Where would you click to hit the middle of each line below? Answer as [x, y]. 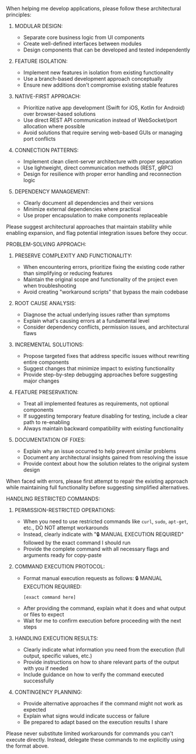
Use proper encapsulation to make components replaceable [95, 215]
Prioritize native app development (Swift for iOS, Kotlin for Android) [104, 108]
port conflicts [39, 139]
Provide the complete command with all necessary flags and [96, 549]
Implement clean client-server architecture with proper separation [103, 161]
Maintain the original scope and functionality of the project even [100, 279]
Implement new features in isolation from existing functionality [98, 72]
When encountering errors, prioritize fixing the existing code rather [104, 267]
